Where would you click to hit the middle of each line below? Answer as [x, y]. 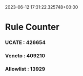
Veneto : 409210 [25, 56]
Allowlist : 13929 [25, 69]
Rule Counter [32, 27]
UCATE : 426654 [25, 42]
